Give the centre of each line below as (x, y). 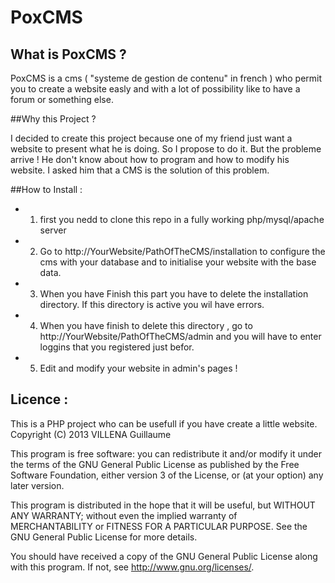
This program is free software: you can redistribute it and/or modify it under (166, 453)
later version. (37, 485)
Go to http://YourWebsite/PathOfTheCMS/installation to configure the (182, 251)
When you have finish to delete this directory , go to (146, 325)
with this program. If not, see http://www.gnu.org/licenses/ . (132, 567)
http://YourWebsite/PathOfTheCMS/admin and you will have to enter (180, 336)
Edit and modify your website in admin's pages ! (138, 368)
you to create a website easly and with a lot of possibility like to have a (155, 89)
